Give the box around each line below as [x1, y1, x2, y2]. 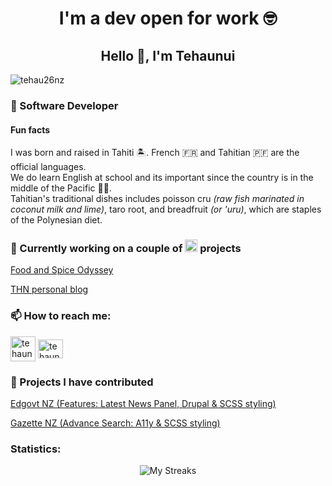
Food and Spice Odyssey [10, 264, 114, 276]
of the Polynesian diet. [10, 214, 103, 226]
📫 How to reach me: [10, 309, 112, 323]
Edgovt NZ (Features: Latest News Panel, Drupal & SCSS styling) [10, 398, 277, 410]
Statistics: [10, 442, 62, 456]
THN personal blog [10, 283, 89, 296]
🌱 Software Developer [10, 98, 119, 112]
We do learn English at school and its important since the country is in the [10, 172, 314, 184]
